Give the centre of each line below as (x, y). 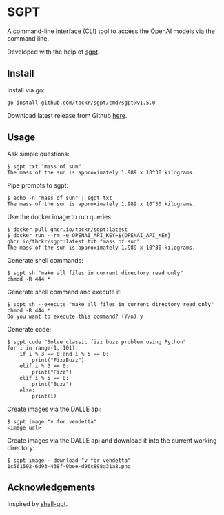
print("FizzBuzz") (58, 360)
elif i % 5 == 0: (44, 378)
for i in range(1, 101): (43, 348)
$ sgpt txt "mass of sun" (44, 166)
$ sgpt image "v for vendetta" (52, 421)
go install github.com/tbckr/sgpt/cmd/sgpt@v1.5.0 (81, 103)
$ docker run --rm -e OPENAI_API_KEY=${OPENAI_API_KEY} (89, 235)
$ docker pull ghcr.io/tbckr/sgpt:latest (68, 229)
